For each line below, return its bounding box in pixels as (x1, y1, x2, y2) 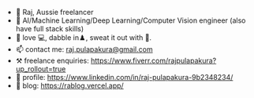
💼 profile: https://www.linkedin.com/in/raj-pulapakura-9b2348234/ (15, 73, 233, 82)
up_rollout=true (15, 64, 66, 74)
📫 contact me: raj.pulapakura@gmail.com (15, 45, 153, 54)
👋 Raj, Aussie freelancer (15, 8, 94, 16)
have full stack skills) (15, 24, 84, 33)
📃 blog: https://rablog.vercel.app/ (15, 81, 124, 90)
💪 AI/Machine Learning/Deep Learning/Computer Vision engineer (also (15, 16, 246, 25)
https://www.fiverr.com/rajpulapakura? (90, 56, 217, 65)
